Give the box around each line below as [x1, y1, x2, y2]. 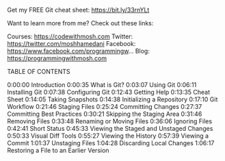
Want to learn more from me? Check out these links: [7, 19, 154, 27]
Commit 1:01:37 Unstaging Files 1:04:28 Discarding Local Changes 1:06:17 [7, 139, 215, 147]
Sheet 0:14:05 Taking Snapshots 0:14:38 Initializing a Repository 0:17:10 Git [7, 95, 218, 103]
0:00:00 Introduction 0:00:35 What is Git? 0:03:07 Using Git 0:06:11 [7, 81, 197, 88]
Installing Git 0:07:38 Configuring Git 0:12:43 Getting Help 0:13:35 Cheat [7, 88, 211, 96]
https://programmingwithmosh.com [7, 54, 107, 62]
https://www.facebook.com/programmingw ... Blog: [7, 47, 150, 55]
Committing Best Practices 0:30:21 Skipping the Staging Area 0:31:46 [7, 110, 202, 118]
